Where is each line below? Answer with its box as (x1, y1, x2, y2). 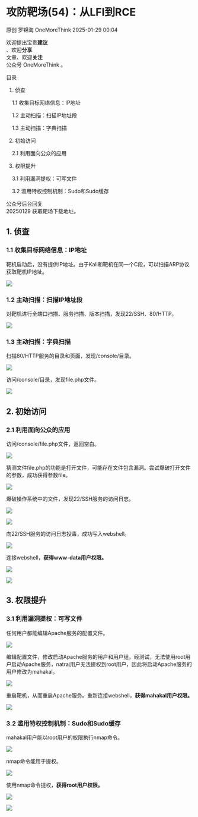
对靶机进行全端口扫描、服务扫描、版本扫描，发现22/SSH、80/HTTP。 (6, 310, 177, 317)
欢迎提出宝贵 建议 (6, 39, 48, 46)
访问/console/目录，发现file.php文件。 (6, 376, 100, 384)
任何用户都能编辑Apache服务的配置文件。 (6, 629, 108, 636)
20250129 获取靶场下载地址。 (6, 208, 79, 215)
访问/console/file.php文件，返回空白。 (6, 440, 100, 447)
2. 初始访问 (6, 406, 47, 416)
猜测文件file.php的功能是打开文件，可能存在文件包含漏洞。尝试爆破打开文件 (6, 464, 191, 471)
